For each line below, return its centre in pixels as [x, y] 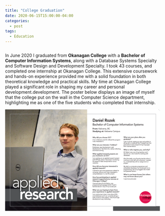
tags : [11, 31]
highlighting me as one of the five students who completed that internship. [80, 103]
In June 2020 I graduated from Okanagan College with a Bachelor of [75, 55]
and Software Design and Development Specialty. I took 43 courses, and [79, 66]
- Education [22, 36]
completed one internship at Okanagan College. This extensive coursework [81, 71]
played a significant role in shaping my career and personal [65, 87]
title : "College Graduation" [35, 10]
